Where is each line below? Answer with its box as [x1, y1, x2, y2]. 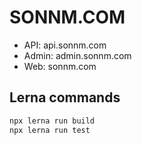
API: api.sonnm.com [23, 39, 107, 51]
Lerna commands [9, 89, 121, 106]
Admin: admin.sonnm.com [23, 49, 132, 61]
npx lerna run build [9, 116, 96, 126]
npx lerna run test [9, 125, 91, 135]
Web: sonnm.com [23, 60, 97, 72]
